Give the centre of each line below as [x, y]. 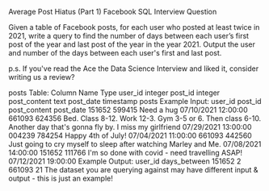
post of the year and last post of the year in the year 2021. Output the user [132, 44]
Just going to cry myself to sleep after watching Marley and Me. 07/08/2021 [135, 144]
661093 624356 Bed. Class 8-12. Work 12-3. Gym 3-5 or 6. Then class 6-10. [135, 118]
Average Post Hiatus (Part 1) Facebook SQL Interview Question [113, 12]
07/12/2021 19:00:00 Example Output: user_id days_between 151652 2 [125, 161]
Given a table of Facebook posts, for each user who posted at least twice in [134, 27]
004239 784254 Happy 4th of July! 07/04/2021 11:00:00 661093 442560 [130, 135]
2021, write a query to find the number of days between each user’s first [128, 36]
